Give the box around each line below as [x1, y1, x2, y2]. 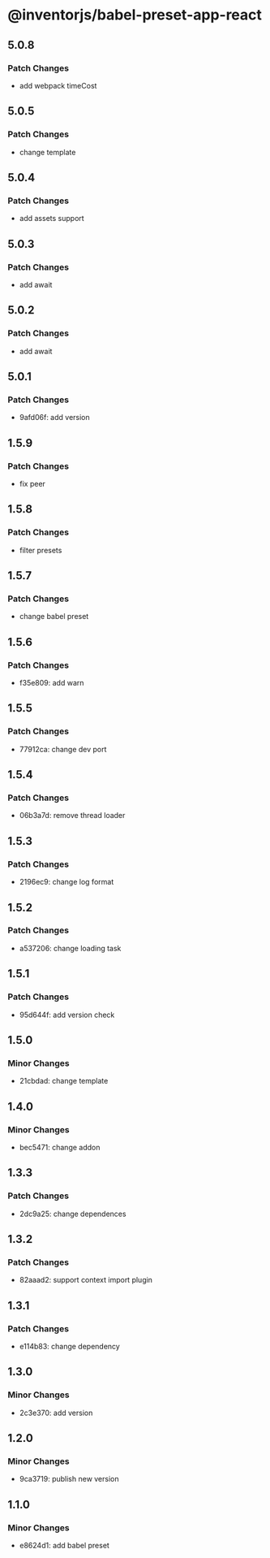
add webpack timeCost [19, 80, 97, 90]
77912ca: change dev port [19, 744, 107, 754]
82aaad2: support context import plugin [19, 1275, 153, 1285]
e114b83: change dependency [19, 1341, 121, 1351]
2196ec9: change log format [19, 877, 114, 887]
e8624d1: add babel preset [19, 1541, 110, 1550]
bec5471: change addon [19, 1142, 101, 1152]
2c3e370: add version [19, 1408, 93, 1417]
